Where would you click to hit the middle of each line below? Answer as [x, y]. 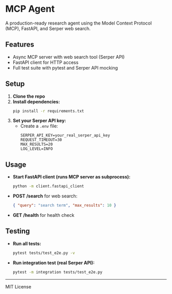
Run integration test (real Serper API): [53, 263]
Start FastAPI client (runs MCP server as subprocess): [71, 177]
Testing [18, 231]
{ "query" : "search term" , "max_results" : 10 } [64, 206]
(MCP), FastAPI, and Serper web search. [48, 28]
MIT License [18, 286]
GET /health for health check [44, 215]
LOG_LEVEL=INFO [36, 149]
